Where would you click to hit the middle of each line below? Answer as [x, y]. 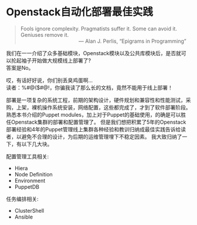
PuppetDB [27, 187]
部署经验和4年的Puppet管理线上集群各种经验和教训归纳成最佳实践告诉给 [94, 129]
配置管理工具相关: [28, 156]
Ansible [24, 217]
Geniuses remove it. [45, 35]
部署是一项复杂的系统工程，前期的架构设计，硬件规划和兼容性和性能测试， [96, 100]
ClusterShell [29, 210]
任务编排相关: [23, 199]
